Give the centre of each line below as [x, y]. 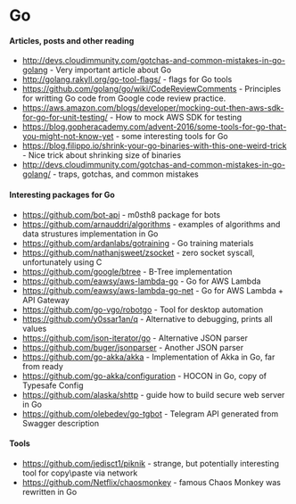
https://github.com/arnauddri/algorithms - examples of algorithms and [151, 224]
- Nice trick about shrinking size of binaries [101, 155]
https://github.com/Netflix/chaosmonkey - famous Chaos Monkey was [151, 482]
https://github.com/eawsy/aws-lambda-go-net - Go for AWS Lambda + [152, 290]
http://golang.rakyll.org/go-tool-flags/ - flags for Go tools [127, 79]
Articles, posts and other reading [72, 40]
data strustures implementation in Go [90, 234]
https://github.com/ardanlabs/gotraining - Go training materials [138, 243]
